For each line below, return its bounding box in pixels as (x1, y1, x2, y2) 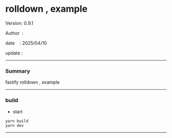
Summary (5, 67, 31, 74)
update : (5, 50, 23, 56)
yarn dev (5, 123, 24, 128)
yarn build (5, 119, 29, 124)
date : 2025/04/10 (5, 40, 47, 46)
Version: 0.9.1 (5, 20, 34, 26)
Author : (5, 30, 24, 36)
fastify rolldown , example (5, 79, 60, 85)
